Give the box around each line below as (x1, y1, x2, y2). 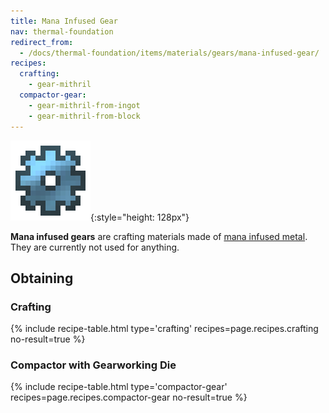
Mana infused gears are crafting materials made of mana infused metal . (10, 230, 308, 242)
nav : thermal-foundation (10, 26, 114, 37)
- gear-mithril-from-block (28, 111, 141, 121)
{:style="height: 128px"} (90, 211, 190, 223)
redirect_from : (10, 37, 74, 47)
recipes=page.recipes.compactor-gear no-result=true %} (10, 391, 248, 404)
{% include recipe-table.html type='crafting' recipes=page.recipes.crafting (10, 323, 319, 335)
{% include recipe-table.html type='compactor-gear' (10, 381, 228, 393)
